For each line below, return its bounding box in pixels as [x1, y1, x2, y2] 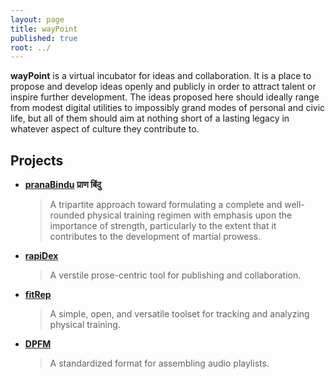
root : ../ [10, 42, 52, 53]
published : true [10, 33, 78, 43]
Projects [10, 152, 64, 169]
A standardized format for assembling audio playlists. [49, 357, 270, 370]
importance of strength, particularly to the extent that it [49, 220, 277, 232]
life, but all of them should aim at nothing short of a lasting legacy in [10, 112, 290, 125]
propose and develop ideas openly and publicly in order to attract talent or [10, 81, 317, 93]
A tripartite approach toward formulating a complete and [49, 199, 283, 211]
